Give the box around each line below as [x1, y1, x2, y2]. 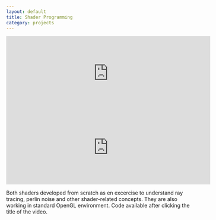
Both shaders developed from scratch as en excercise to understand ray [6, 189, 183, 196]
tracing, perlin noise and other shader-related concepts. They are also [6, 196, 178, 203]
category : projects [6, 20, 55, 25]
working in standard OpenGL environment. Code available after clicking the [6, 202, 190, 209]
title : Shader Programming [6, 14, 73, 20]
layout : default [6, 8, 46, 15]
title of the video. [6, 208, 47, 215]
